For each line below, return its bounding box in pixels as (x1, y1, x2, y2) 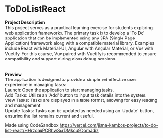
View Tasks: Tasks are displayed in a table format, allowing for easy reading (5, 97, 158, 103)
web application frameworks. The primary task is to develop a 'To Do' (5, 30, 145, 36)
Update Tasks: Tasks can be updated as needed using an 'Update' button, (5, 107, 154, 113)
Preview (5, 71, 22, 77)
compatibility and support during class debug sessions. (5, 56, 117, 61)
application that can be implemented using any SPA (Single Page (5, 35, 135, 41)
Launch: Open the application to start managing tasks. (5, 87, 114, 93)
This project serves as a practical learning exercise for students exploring (5, 24, 153, 30)
